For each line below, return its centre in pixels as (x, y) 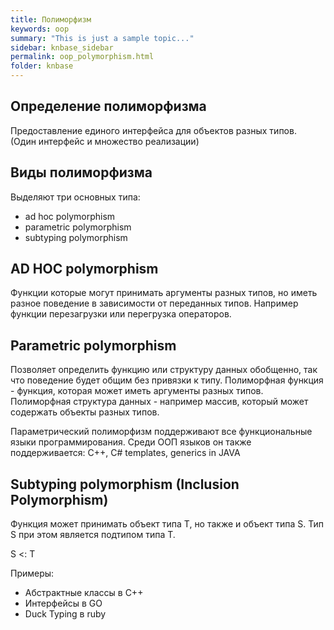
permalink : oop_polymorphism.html (82, 57)
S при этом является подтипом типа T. (93, 535)
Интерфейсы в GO (63, 603)
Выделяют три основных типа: (75, 197)
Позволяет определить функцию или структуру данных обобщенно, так (164, 370)
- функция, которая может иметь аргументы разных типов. (137, 391)
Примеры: (32, 573)
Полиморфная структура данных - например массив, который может (159, 402)
